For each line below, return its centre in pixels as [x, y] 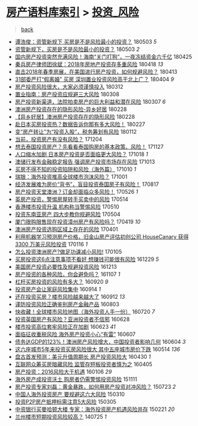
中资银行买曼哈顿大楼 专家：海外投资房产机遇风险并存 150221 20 [95, 409]
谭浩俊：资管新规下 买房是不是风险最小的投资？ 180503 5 [86, 41]
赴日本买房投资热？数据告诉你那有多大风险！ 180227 [80, 124]
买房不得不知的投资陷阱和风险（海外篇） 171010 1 [76, 169]
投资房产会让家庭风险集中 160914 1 [58, 289]
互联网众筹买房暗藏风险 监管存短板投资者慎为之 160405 [84, 364]
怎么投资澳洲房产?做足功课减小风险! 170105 [68, 251]
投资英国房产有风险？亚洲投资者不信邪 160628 [72, 319]
